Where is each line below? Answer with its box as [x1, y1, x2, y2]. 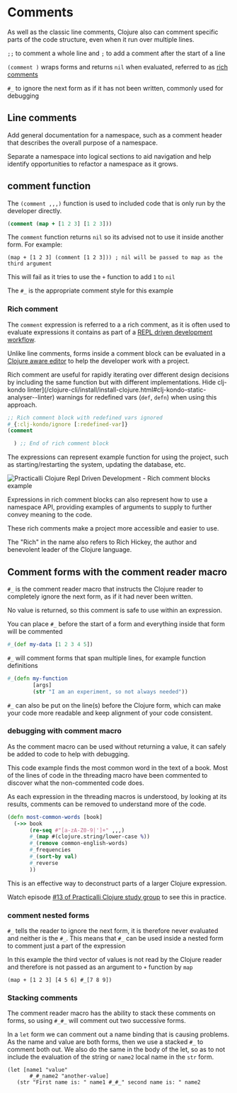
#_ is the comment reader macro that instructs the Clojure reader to [7, 585, 204, 594]
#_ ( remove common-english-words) [29, 840, 129, 847]
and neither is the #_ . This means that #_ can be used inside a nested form [7, 934, 224, 943]
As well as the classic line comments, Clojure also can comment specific [7, 28, 219, 36]
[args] [33, 681, 52, 689]
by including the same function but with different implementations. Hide [7, 378, 216, 386]
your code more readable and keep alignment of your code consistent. [7, 708, 213, 717]
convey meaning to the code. [7, 511, 93, 519]
